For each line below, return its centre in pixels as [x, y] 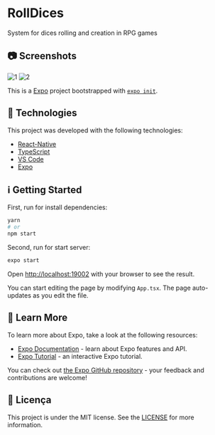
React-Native [37, 144]
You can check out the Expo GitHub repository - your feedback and [106, 370]
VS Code [31, 159]
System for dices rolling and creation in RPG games [82, 33]
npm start [22, 234]
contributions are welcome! [47, 377]
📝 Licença [29, 400]
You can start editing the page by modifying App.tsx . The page [99, 288]
